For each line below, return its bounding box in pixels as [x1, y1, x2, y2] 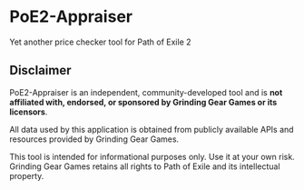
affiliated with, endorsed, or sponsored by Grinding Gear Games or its [9, 96, 278, 107]
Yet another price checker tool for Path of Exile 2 [9, 36, 192, 47]
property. [9, 170, 44, 181]
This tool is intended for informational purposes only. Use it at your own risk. [9, 151, 295, 162]
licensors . [9, 106, 48, 117]
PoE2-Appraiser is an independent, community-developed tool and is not [9, 86, 283, 97]
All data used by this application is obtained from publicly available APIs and [9, 124, 294, 135]
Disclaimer [9, 63, 72, 78]
